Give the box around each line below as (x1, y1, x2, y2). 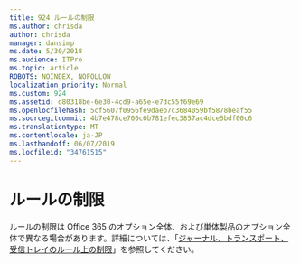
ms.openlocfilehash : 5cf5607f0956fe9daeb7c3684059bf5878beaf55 (9, 106, 253, 115)
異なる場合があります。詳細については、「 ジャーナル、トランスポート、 (24, 232, 289, 243)
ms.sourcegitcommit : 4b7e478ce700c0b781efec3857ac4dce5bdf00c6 (9, 114, 253, 123)
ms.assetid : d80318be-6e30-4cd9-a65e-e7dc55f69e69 (9, 97, 204, 107)
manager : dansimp (9, 38, 75, 48)
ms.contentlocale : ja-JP (9, 131, 103, 140)
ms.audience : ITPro (9, 55, 83, 64)
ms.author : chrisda (9, 22, 83, 31)
